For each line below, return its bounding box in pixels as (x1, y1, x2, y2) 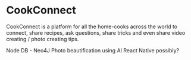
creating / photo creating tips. (6, 35, 79, 42)
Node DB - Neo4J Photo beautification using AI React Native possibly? (6, 46, 180, 54)
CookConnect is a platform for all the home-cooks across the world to (6, 23, 178, 30)
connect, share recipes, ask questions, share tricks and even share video (6, 29, 186, 36)
